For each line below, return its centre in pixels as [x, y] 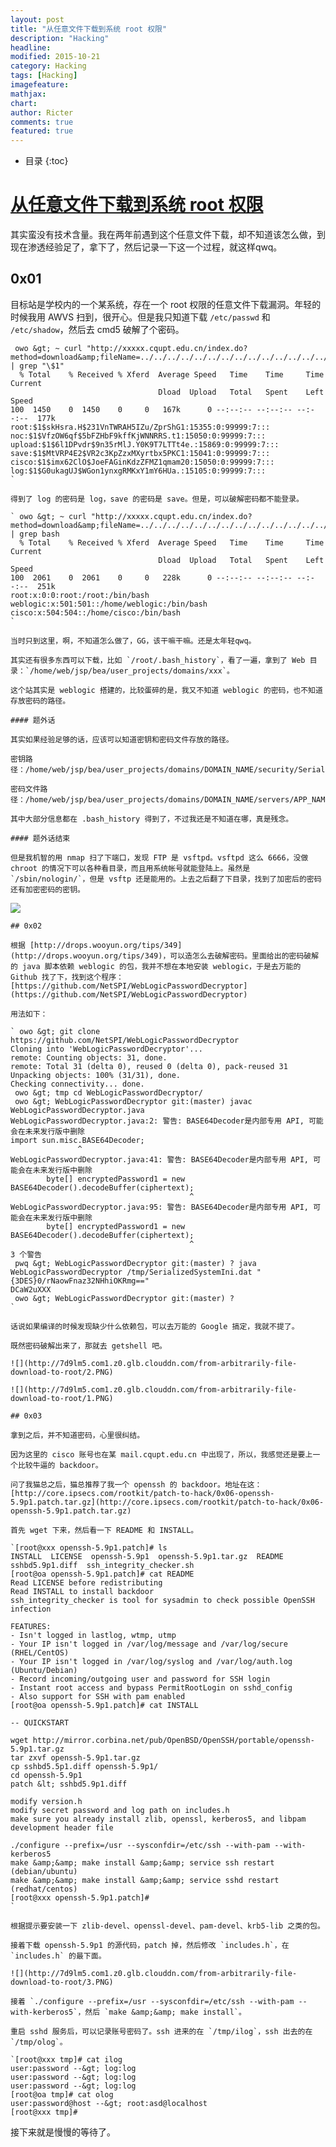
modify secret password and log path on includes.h [120, 1810]
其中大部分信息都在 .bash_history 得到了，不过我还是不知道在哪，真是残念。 [152, 819]
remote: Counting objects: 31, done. [89, 1057]
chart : [24, 103]
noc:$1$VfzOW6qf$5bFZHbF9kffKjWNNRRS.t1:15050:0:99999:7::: [138, 436]
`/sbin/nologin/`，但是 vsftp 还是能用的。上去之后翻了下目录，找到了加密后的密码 [166, 879]
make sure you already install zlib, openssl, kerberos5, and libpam [158, 1819]
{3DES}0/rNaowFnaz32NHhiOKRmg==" [80, 1281]
